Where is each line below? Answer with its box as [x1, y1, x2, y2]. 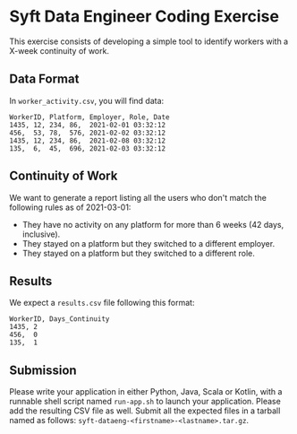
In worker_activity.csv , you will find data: [9, 95, 165, 106]
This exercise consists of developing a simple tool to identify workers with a [9, 36, 289, 47]
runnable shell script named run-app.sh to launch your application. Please [9, 396, 282, 407]
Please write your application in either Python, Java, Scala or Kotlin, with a [9, 386, 283, 397]
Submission [9, 362, 78, 378]
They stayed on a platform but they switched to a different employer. [21, 238, 276, 248]
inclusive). [21, 229, 61, 239]
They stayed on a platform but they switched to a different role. [21, 247, 255, 258]
